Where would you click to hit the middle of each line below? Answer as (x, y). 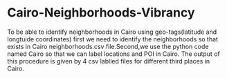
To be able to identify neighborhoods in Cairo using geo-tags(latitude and (112, 32)
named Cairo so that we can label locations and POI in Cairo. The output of (113, 54)
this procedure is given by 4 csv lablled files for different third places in (109, 61)
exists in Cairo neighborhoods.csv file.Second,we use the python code (108, 46)
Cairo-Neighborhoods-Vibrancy (101, 13)
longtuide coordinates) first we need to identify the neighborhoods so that (112, 39)
